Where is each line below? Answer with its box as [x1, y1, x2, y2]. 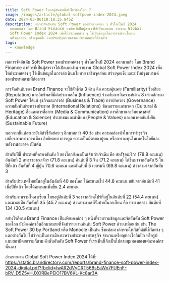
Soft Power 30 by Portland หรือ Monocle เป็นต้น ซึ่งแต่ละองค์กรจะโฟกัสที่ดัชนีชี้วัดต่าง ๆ [5, 227, 164, 233]
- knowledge [10, 45, 35, 50]
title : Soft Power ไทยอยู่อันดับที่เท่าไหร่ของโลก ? [5, 7, 91, 13]
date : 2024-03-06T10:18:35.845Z [5, 17, 73, 22]
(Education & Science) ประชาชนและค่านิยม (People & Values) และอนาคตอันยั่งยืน [5, 114, 156, 120]
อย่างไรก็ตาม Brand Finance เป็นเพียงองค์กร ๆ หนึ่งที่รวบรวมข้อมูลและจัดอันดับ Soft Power [5, 215, 164, 221]
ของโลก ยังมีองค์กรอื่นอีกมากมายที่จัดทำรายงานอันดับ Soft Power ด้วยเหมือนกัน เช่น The [5, 220, 156, 227]
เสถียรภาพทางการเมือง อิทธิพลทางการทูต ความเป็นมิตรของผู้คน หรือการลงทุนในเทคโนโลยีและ [5, 135, 160, 141]
